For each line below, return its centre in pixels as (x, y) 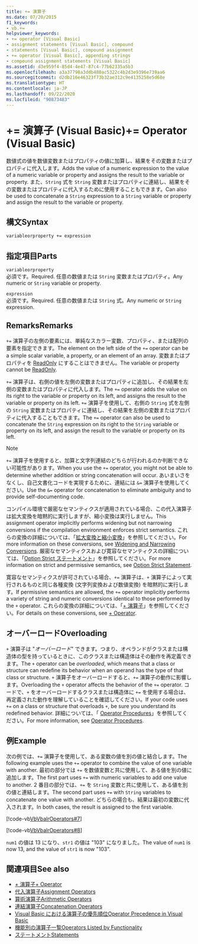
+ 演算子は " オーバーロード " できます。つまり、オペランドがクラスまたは (95, 648)
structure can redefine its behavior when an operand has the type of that (95, 670)
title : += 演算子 (26, 12)
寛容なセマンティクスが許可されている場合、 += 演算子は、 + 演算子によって (97, 577)
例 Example (26, 741)
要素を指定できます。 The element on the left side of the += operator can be (97, 348)
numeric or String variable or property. (54, 283)
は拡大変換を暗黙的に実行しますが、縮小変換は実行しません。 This (86, 516)
